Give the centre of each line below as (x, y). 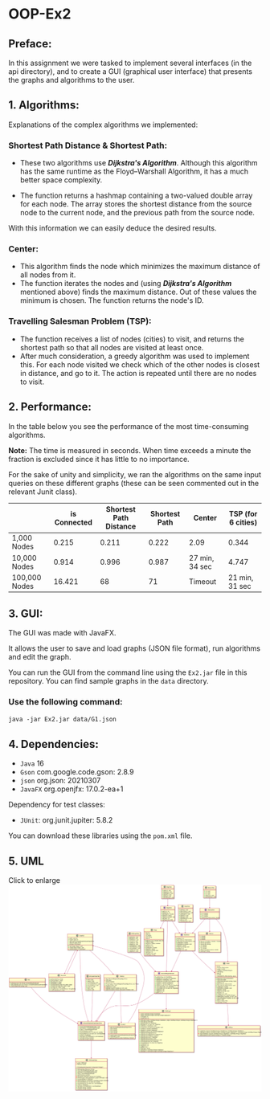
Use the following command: (65, 702)
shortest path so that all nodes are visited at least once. (112, 347)
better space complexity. (61, 180)
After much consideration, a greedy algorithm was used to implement (135, 356)
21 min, (241, 577)
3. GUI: (26, 613)
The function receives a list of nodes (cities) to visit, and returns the (132, 339)
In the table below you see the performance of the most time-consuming (129, 426)
